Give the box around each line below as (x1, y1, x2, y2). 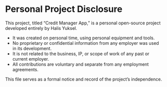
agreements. (12, 66, 39, 73)
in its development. (12, 45, 52, 51)
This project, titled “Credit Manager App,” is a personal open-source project (5, 20, 161, 26)
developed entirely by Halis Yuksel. (5, 25, 77, 31)
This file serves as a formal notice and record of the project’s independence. (5, 76, 162, 82)
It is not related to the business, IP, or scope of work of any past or (12, 51, 150, 57)
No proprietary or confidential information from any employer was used (12, 40, 160, 46)
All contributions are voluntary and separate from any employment (12, 61, 149, 67)
